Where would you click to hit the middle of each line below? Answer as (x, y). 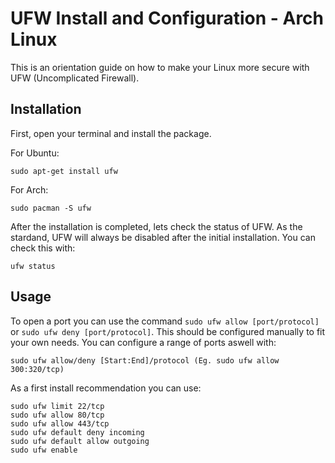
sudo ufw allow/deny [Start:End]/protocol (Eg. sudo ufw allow (145, 360)
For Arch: (29, 189)
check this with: (43, 248)
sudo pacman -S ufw (51, 208)
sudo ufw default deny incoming (77, 432)
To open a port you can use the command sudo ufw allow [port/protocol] (165, 321)
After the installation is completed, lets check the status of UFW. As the (156, 226)
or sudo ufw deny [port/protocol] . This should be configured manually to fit (168, 331)
